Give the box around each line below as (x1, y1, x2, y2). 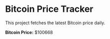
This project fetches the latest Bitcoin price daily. (5, 20, 106, 26)
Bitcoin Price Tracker (5, 3, 94, 15)
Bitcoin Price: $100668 (5, 29, 53, 35)
